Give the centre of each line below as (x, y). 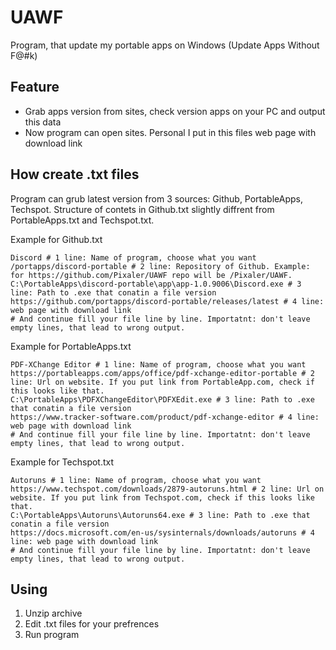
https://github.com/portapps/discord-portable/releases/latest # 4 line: (167, 301)
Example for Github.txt (56, 239)
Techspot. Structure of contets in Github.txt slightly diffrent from (142, 209)
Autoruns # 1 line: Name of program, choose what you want (136, 480)
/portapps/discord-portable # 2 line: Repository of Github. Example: (160, 266)
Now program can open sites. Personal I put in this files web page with (170, 132)
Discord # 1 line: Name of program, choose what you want (133, 257)
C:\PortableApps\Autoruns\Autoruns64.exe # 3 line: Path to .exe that (160, 515)
